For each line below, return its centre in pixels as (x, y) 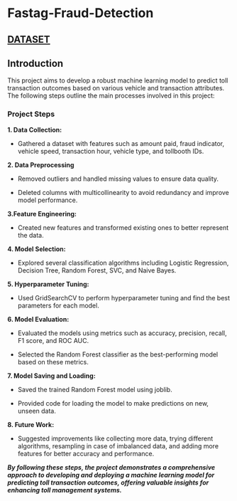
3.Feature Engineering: (42, 213)
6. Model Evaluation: (38, 319)
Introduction (35, 63)
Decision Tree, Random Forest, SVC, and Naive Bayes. (97, 270)
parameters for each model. (58, 305)
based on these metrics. (53, 362)
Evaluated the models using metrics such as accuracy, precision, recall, (122, 333)
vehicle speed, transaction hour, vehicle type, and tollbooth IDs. (111, 151)
